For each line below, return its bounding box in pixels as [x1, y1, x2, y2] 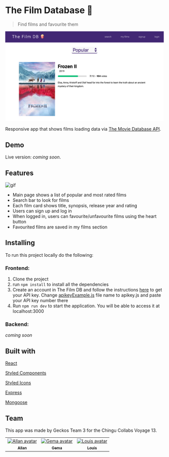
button [12, 219, 27, 225]
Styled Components [5, 370, 47, 376]
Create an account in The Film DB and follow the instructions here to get [12, 287, 162, 293]
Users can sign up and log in [12, 208, 72, 214]
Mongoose [5, 399, 28, 406]
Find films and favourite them [17, 21, 78, 27]
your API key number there [12, 298, 68, 304]
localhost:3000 [12, 308, 44, 314]
